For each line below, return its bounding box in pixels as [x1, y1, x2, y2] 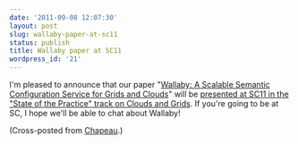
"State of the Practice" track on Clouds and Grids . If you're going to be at [9, 98, 279, 108]
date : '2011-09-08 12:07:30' [9, 13, 118, 22]
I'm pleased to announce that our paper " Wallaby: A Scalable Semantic [9, 80, 270, 89]
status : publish [9, 38, 70, 47]
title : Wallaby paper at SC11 [9, 47, 123, 55]
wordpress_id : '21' [9, 55, 82, 64]
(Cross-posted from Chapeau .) [9, 125, 123, 135]
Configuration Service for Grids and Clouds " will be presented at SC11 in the [9, 89, 289, 99]
